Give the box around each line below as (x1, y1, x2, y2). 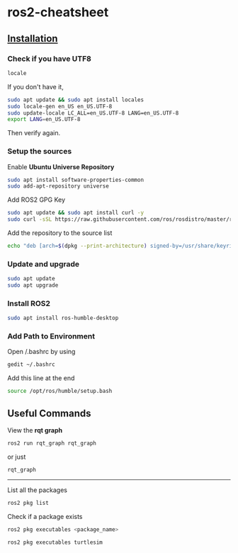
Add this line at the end (7, 374, 75, 382)
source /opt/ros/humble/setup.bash (7, 387, 113, 395)
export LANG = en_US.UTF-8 (7, 116, 81, 123)
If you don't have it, (7, 82, 64, 91)
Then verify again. (7, 129, 61, 137)
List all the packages (7, 486, 68, 494)
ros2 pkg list (7, 499, 50, 506)
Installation (7, 33, 58, 45)
